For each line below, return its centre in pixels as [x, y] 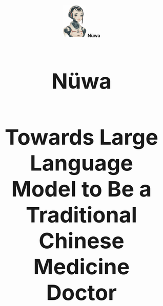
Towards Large [81, 137]
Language [81, 163]
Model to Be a [81, 188]
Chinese [81, 241]
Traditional [81, 214]
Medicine [81, 266]
